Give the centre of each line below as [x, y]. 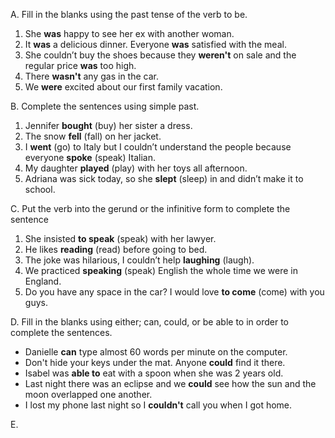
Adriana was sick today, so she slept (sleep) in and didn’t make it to [164, 178]
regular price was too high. [80, 65]
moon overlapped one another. [88, 394]
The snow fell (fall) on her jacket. [93, 136]
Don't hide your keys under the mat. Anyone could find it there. [155, 362]
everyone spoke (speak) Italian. [90, 157]
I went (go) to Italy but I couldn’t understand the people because [158, 147]
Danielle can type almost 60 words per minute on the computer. [156, 352]
